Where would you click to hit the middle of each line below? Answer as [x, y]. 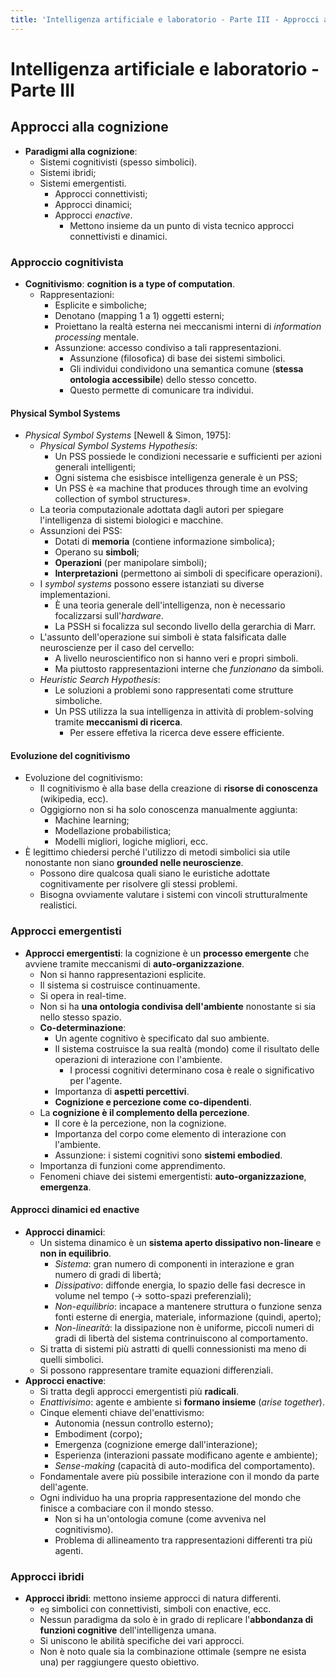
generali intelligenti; [95, 467]
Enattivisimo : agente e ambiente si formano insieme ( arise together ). [182, 1402]
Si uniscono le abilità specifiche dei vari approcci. [142, 1641]
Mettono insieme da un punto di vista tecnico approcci [182, 225]
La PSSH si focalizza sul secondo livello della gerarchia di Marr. [185, 627]
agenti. [69, 1550]
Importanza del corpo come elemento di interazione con [170, 1133]
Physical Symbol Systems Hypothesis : [118, 446]
